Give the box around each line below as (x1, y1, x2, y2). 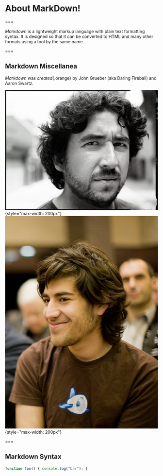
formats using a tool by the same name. (5, 38, 84, 44)
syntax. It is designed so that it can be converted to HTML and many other (5, 34, 154, 39)
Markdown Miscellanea (5, 62, 78, 70)
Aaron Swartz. (5, 80, 34, 86)
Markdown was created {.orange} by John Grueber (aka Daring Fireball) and (5, 75, 157, 81)
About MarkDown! (5, 3, 81, 14)
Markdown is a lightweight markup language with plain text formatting (5, 28, 145, 34)
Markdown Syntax (5, 453, 62, 461)
